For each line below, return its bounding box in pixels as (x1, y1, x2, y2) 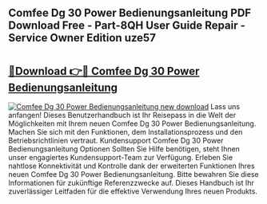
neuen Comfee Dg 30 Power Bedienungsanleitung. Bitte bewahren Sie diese (8, 170, 259, 178)
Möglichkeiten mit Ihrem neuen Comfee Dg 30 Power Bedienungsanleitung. (8, 119, 257, 128)
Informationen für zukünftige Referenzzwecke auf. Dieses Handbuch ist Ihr (8, 178, 254, 187)
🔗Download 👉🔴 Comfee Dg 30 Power (8, 64, 200, 78)
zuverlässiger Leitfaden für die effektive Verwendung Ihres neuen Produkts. (8, 186, 258, 196)
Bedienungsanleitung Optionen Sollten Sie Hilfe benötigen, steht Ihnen (8, 144, 240, 154)
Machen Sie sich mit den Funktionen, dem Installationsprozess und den (8, 127, 243, 136)
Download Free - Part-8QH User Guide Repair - (8, 19, 246, 33)
